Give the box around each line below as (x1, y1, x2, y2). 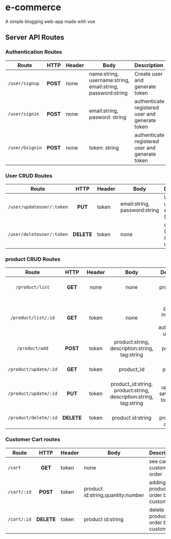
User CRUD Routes (5, 172, 52, 179)
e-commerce (5, 2, 62, 13)
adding (149, 478, 166, 486)
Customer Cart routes (5, 436, 61, 443)
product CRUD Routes (5, 255, 61, 262)
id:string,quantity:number (83, 491, 145, 498)
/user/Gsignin (8, 145, 42, 150)
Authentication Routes (5, 48, 63, 56)
